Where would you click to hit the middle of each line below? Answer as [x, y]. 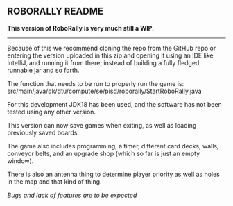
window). [20, 161]
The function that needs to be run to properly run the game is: [96, 83]
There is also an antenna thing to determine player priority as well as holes [114, 174]
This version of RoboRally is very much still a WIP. [81, 28]
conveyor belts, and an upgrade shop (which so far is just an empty [104, 153]
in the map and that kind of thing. [54, 181]
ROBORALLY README [55, 11]
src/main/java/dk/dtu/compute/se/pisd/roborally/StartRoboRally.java [105, 91]
